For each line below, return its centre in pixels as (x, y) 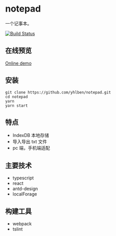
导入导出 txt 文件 (30, 141)
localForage (25, 194)
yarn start (17, 106)
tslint (18, 229)
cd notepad (17, 97)
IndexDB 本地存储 (31, 135)
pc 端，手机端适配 (31, 148)
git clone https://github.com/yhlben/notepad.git (58, 92)
